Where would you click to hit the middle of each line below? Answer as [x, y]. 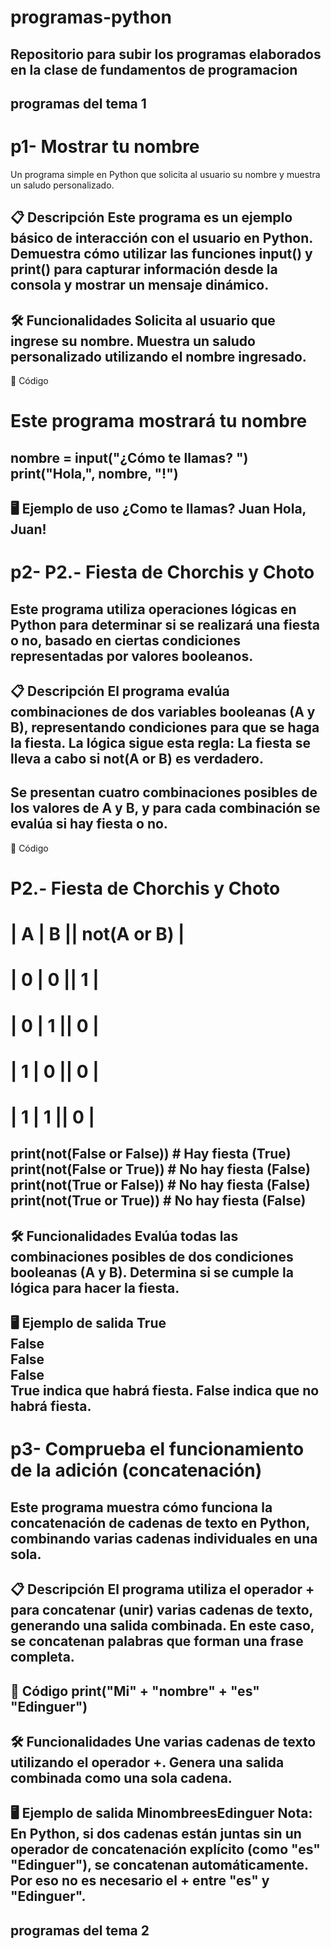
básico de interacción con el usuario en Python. [161, 238]
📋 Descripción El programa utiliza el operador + [162, 1589]
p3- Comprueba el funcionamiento [157, 1449]
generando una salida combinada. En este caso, [162, 1626]
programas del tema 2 [80, 1930]
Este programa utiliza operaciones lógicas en [153, 609]
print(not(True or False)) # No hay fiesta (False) [160, 1185]
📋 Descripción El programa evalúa [120, 691]
